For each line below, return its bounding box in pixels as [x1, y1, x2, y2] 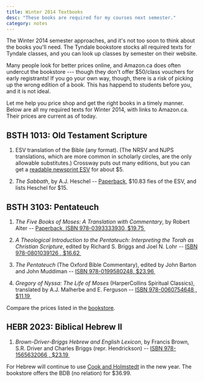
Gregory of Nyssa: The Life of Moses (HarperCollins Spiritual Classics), [15, 279, 195, 287]
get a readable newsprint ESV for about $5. [15, 166, 124, 173]
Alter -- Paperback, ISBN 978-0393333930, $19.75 [15, 225, 145, 232]
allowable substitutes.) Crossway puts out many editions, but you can [15, 159, 191, 167]
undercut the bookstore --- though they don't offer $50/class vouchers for [6, 68, 194, 76]
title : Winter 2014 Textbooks [6, 9, 84, 15]
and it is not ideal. [6, 88, 51, 95]
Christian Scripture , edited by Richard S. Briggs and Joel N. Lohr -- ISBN [15, 243, 198, 250]
